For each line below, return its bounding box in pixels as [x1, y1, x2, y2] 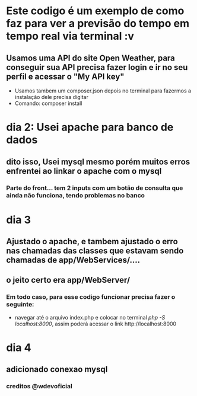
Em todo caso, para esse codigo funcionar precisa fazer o [6, 293, 176, 301]
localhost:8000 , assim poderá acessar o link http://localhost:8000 [14, 320, 177, 327]
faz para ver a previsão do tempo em [6, 17, 190, 30]
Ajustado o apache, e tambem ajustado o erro [6, 237, 178, 247]
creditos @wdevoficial [6, 382, 72, 391]
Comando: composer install [14, 100, 82, 107]
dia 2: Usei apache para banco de [6, 120, 174, 134]
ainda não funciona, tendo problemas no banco [6, 191, 145, 199]
